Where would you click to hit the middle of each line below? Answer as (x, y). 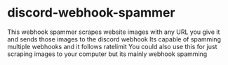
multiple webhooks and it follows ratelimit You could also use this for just (112, 46)
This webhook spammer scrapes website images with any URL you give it (114, 32)
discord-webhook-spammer (91, 13)
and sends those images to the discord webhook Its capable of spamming (114, 39)
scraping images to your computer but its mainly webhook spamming (107, 54)
